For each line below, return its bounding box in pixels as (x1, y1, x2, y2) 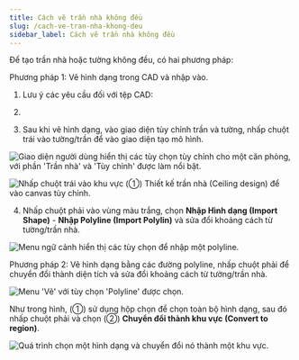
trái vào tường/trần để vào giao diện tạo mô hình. (22, 134, 204, 145)
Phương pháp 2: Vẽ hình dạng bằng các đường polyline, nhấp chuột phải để (9, 259, 290, 270)
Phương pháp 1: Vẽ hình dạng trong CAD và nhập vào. (9, 72, 209, 83)
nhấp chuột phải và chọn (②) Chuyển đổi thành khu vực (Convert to (9, 313, 268, 324)
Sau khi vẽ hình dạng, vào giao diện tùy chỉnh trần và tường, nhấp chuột (22, 124, 290, 135)
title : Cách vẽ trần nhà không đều (9, 13, 143, 22)
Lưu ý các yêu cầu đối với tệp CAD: (22, 89, 153, 100)
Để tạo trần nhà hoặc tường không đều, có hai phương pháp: (9, 55, 234, 66)
